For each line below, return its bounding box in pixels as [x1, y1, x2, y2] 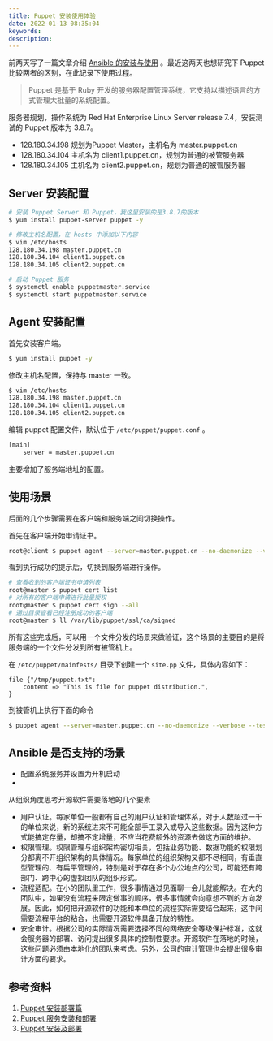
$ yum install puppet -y [8, 354, 93, 362]
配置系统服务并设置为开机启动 [19, 769, 120, 779]
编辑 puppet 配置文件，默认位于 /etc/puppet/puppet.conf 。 [8, 425, 210, 434]
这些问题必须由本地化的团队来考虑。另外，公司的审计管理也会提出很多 [19, 944, 256, 954]
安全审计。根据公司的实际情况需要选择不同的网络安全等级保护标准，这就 [19, 923, 262, 934]
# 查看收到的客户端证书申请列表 [8, 578, 101, 587]
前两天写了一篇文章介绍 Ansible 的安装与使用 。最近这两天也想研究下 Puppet [8, 58, 265, 67]
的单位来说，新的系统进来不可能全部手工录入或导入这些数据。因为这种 [19, 822, 256, 832]
